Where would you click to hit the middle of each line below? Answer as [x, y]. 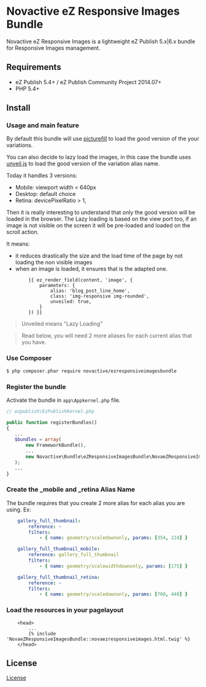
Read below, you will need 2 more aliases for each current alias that [107, 336]
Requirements [34, 67]
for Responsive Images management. [53, 48]
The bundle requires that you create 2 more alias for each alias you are [96, 503]
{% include [42, 634]
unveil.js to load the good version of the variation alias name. [83, 163]
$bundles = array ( [38, 440]
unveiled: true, [71, 302]
